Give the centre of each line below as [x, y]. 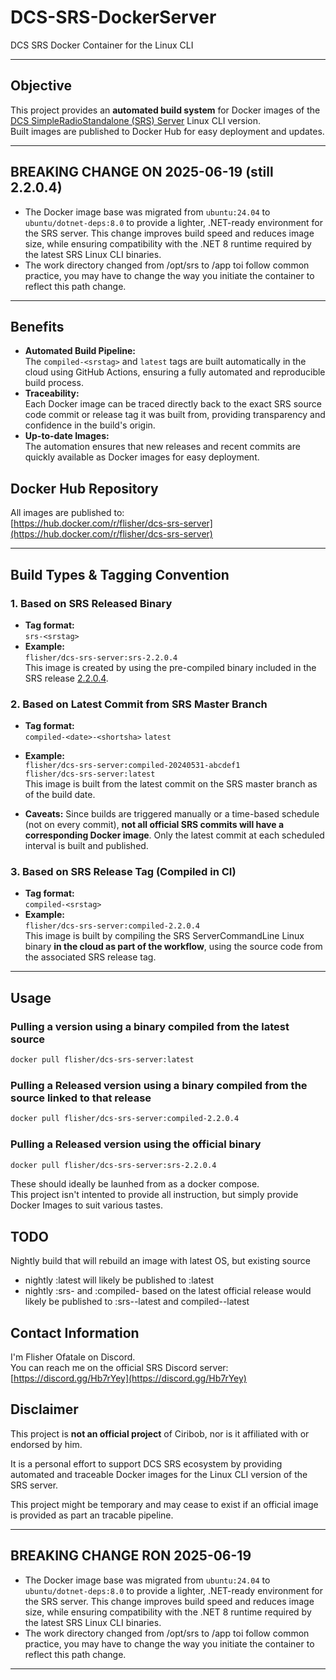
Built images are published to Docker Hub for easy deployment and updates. [167, 131]
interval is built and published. [86, 846]
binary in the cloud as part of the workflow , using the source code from [173, 947]
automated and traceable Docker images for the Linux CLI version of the [159, 1474]
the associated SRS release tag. [90, 957]
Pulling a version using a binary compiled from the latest [150, 1026]
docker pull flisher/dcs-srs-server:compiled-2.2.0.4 [125, 1119]
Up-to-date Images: [67, 436]
